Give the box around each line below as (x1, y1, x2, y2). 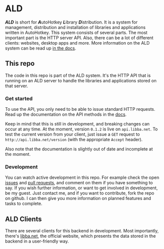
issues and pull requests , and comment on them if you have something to (5, 180, 153, 186)
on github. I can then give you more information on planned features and (5, 196, 151, 201)
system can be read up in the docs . (5, 45, 76, 51)
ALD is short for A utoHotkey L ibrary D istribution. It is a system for (5, 19, 138, 25)
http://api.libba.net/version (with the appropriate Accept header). (5, 137, 143, 143)
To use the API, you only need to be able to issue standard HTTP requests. (5, 106, 156, 112)
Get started (5, 95, 33, 102)
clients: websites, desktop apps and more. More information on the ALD (5, 40, 150, 46)
